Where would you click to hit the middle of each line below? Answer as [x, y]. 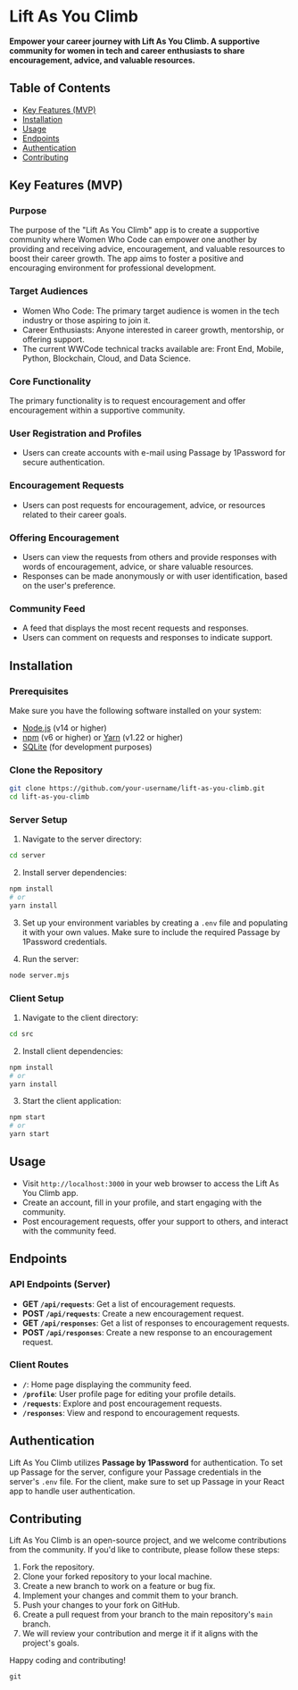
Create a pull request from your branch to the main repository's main [148, 1615]
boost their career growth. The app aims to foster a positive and [126, 259]
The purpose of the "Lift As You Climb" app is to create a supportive [135, 230]
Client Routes [39, 1365]
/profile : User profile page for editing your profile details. [129, 1393]
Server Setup [39, 819]
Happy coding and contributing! [68, 1661]
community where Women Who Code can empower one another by [133, 239]
